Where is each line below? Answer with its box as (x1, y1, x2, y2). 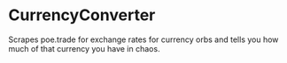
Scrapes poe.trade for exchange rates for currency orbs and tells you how (8, 34, 279, 45)
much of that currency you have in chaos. (8, 43, 160, 53)
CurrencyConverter (8, 5, 156, 25)
